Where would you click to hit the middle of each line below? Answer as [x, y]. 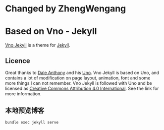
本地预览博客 [25, 110]
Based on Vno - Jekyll [51, 32]
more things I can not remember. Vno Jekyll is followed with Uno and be [79, 83]
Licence [18, 61]
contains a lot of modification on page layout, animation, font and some [78, 78]
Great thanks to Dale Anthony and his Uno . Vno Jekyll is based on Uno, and [82, 72]
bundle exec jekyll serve [32, 122]
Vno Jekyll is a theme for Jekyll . [38, 45]
